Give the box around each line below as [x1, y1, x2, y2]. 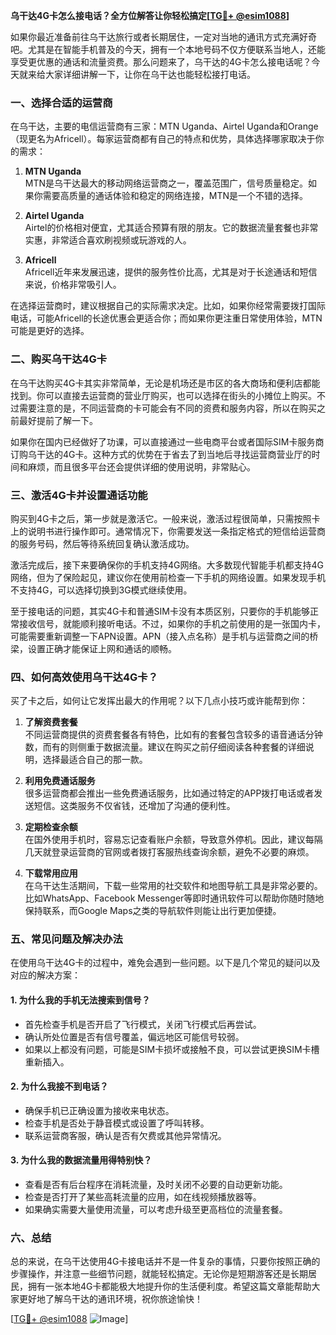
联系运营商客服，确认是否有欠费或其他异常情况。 [24, 1129, 227, 1141]
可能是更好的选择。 [10, 325, 90, 337]
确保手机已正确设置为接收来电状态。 [24, 1104, 175, 1116]
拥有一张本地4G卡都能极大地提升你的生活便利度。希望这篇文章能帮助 [27, 1280, 312, 1293]
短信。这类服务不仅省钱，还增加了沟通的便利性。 [33, 800, 236, 812]
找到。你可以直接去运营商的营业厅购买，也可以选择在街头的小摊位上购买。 [10, 389, 317, 401]
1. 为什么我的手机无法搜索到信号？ [10, 994, 151, 1006]
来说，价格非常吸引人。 [24, 279, 122, 291]
